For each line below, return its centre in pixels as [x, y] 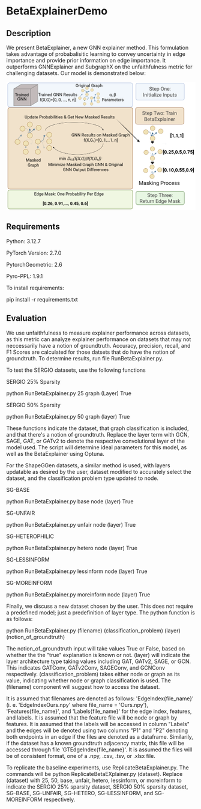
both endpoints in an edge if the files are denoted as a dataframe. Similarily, [100, 736]
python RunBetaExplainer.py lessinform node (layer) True [77, 571]
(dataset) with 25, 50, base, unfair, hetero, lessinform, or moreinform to [94, 780]
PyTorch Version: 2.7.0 [34, 253]
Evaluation [26, 319]
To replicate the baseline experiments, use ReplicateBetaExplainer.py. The [97, 768]
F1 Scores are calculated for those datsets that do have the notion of [91, 352]
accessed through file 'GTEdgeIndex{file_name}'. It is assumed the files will [99, 750]
